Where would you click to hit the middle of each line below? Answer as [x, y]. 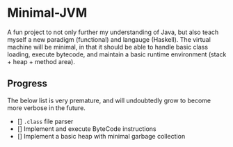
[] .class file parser [45, 121]
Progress [27, 84]
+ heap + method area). [41, 61]
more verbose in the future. [46, 108]
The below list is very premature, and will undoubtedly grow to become [109, 100]
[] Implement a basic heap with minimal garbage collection [101, 136]
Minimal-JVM [47, 13]
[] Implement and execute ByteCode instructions [87, 129]
